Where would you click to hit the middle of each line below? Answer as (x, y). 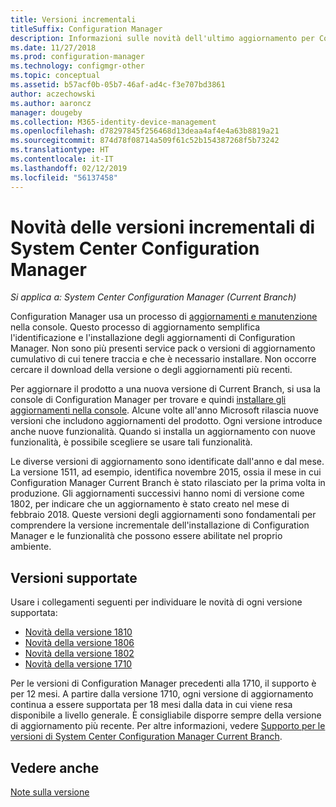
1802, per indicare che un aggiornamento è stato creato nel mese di (150, 504)
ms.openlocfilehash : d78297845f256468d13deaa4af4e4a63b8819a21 (145, 131)
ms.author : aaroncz (51, 103)
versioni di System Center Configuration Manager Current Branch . (146, 737)
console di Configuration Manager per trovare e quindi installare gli (148, 400)
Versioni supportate (74, 577)
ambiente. (31, 547)
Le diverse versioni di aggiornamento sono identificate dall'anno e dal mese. (167, 462)
